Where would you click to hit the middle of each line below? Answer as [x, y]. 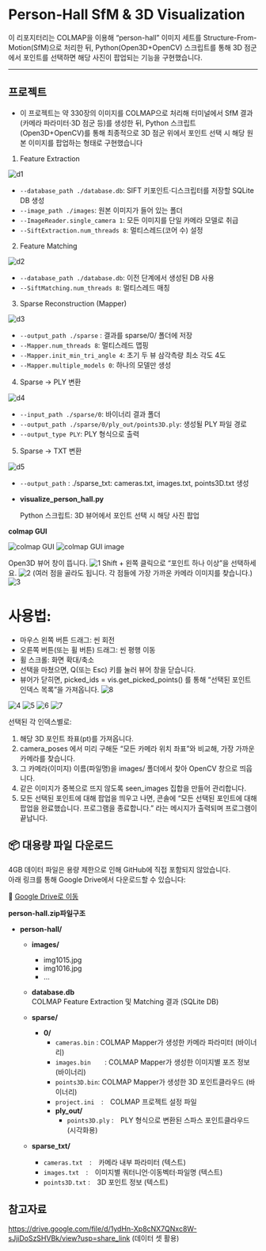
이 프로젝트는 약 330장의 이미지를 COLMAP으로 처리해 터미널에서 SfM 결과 [136, 113]
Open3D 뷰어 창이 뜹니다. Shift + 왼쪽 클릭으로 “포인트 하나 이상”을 [119, 563]
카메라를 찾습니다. [47, 758]
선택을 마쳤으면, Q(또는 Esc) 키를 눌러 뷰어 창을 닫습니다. [108, 669]
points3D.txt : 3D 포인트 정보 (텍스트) [106, 1182]
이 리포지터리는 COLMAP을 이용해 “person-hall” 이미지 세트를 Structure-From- [133, 37]
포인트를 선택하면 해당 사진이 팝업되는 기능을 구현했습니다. [113, 57]
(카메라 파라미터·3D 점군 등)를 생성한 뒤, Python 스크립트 [108, 123]
